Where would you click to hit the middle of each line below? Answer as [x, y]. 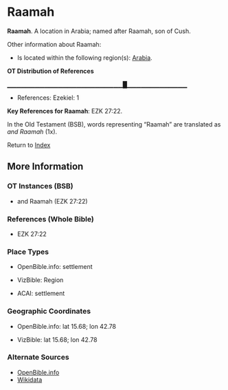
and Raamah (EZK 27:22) [52, 201]
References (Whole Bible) [50, 219]
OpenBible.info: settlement [55, 267]
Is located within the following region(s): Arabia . [84, 57]
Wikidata [30, 380]
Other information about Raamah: [54, 44]
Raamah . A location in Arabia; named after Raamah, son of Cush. [99, 31]
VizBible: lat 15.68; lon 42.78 [57, 339]
